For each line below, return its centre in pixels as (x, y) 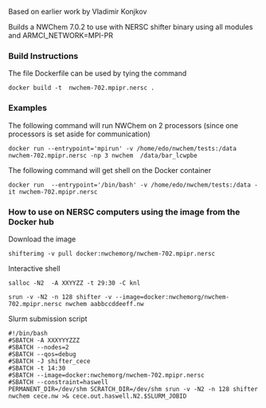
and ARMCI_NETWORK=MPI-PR (61, 35)
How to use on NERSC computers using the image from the (124, 212)
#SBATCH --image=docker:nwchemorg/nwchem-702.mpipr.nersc (106, 375)
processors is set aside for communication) (80, 134)
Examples (28, 108)
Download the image (42, 239)
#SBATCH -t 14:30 (37, 368)
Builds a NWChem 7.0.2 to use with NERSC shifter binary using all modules (131, 27)
